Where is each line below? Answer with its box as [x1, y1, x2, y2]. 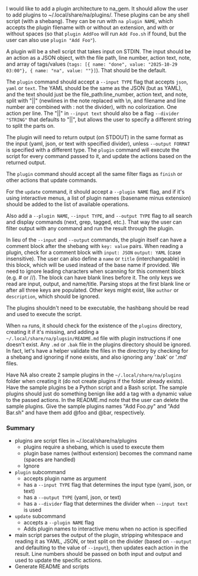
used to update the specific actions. [14, 556, 102, 564]
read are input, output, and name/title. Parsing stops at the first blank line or [6, 281, 191, 287]
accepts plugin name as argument [23, 475, 107, 482]
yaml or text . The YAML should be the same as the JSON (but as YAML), [6, 85, 183, 91]
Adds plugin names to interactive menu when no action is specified [23, 525, 187, 532]
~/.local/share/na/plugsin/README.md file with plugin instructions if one [6, 334, 181, 342]
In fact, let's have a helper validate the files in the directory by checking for [6, 347, 189, 354]
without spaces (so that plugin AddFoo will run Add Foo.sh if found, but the [6, 30, 187, 37]
